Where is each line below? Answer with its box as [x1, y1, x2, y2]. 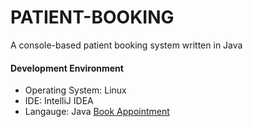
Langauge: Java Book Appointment [24, 106, 170, 118]
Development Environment [10, 62, 124, 74]
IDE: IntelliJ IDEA [24, 95, 94, 107]
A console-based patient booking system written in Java [10, 39, 243, 51]
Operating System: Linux [24, 84, 127, 96]
